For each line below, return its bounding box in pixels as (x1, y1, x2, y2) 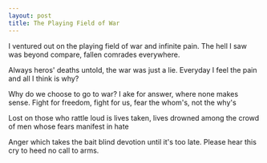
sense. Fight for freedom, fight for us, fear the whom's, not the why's (8, 97, 237, 107)
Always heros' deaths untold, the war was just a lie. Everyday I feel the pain (8, 65, 258, 74)
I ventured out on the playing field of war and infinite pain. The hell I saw (8, 41, 247, 50)
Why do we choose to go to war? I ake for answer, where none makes (8, 89, 239, 98)
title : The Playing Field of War (8, 19, 120, 27)
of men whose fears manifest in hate (8, 121, 130, 131)
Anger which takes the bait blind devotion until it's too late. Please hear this (8, 137, 257, 146)
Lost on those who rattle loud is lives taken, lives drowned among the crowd (8, 113, 260, 122)
